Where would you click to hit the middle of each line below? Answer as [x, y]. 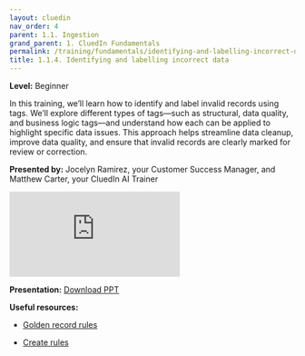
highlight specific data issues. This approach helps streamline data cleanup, [152, 132]
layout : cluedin [40, 18]
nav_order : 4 [34, 26]
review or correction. [49, 152]
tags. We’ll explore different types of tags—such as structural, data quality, [149, 113]
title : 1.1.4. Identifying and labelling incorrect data [119, 60]
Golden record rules [60, 325]
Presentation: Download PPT [64, 290]
